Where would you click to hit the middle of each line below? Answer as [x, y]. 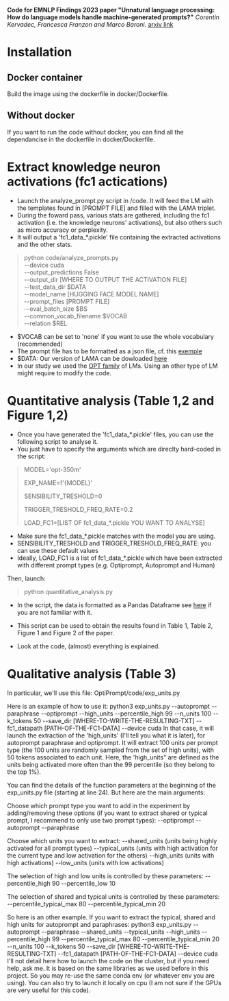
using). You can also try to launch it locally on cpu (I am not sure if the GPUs [114, 982]
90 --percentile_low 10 [84, 883]
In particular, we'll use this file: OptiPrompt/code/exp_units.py [94, 693]
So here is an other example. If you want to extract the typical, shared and [111, 917]
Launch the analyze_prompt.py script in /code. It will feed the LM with [115, 200]
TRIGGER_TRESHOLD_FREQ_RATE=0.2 [78, 509]
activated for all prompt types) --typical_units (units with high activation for [113, 848]
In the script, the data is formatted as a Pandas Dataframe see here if [114, 605]
